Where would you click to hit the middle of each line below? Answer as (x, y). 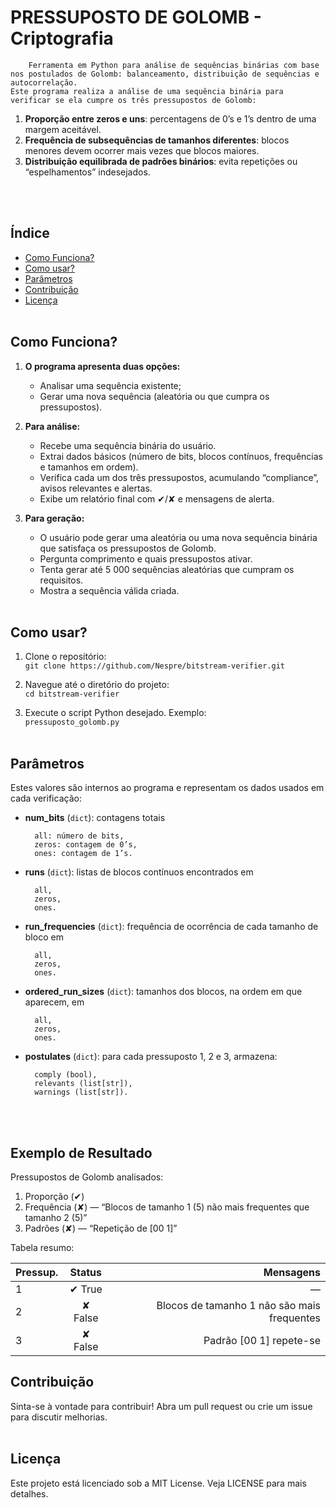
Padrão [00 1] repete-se (262, 1340)
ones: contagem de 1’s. (83, 854)
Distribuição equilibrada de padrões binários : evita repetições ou (161, 161)
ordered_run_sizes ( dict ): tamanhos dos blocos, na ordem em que (163, 992)
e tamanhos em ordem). (89, 467)
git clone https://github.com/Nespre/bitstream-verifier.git (155, 666)
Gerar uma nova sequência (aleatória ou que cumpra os (154, 396)
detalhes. (29, 1493)
